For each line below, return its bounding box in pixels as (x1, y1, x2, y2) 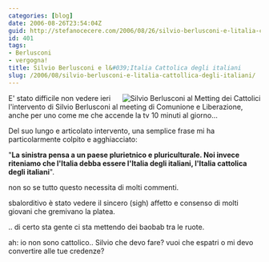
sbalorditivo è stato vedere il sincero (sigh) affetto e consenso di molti (8, 198, 239, 208)
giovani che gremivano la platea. (8, 206, 116, 216)
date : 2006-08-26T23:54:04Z (8, 19, 102, 27)
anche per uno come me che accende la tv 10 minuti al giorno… (8, 110, 219, 120)
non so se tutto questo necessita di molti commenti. (8, 182, 179, 192)
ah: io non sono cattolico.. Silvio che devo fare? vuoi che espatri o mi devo (8, 237, 254, 247)
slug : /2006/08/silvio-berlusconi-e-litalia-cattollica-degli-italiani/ (8, 71, 256, 79)
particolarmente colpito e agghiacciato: (8, 134, 138, 144)
